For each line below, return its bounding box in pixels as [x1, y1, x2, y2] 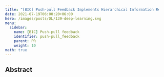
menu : [5, 20, 16, 26]
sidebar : [9, 25, 27, 30]
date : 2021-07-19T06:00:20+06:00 [5, 12, 73, 16]
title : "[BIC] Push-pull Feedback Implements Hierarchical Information [5, 7, 154, 12]
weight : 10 [14, 43, 36, 48]
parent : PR [14, 39, 36, 44]
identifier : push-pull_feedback [14, 34, 80, 39]
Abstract [5, 65, 33, 74]
